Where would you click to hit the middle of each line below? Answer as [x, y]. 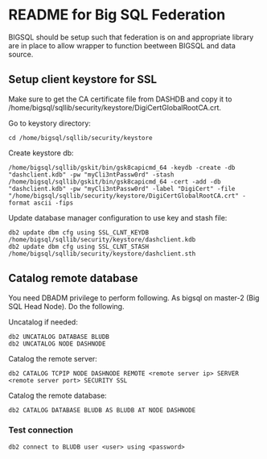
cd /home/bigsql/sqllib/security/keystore [80, 138]
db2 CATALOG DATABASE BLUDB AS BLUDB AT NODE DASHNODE [102, 410]
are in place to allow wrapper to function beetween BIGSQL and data [122, 45]
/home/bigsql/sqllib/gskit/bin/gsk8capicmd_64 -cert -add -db [115, 182]
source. [21, 54]
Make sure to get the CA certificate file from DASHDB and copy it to [120, 99]
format [19, 203]
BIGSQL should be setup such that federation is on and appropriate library [131, 37]
